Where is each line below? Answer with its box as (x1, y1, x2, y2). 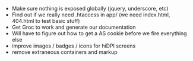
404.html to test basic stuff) (11, 18, 80, 24)
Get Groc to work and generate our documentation (11, 23, 136, 30)
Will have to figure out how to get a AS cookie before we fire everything (11, 30, 187, 37)
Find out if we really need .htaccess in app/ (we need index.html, (11, 11, 170, 18)
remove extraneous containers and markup (11, 49, 118, 55)
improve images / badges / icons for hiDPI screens (11, 42, 136, 49)
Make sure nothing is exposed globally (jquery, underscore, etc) (11, 5, 169, 12)
